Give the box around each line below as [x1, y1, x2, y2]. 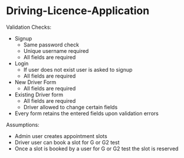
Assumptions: [6, 121, 40, 128]
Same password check [23, 41, 80, 48]
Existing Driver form [14, 91, 64, 98]
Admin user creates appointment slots [14, 132, 107, 139]
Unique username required [23, 47, 89, 54]
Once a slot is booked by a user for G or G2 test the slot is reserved [14, 145, 179, 152]
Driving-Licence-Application [6, 4, 150, 18]
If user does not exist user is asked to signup [23, 66, 133, 73]
